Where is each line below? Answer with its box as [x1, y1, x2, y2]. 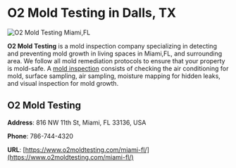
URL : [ [7, 146, 26, 154]
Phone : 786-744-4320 [7, 131, 74, 140]
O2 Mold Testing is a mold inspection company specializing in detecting [7, 41, 217, 50]
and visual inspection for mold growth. [7, 79, 119, 87]
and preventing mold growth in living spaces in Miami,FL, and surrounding [7, 49, 223, 58]
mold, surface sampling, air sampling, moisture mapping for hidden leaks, [7, 72, 221, 80]
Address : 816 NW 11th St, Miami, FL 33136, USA [7, 118, 147, 127]
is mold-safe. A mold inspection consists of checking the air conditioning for [7, 64, 229, 72]
